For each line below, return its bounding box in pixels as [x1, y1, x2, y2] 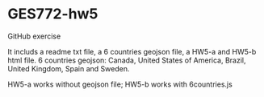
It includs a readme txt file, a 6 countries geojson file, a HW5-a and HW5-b [7, 46, 257, 56]
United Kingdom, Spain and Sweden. [7, 63, 130, 73]
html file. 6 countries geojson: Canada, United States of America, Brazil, [7, 55, 246, 65]
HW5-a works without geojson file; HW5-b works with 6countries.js [7, 79, 233, 89]
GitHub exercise [7, 31, 61, 41]
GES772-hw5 [7, 5, 98, 23]
